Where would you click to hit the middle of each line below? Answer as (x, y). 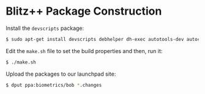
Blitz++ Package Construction (84, 11)
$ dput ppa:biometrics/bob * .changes (54, 85)
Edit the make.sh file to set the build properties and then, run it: (84, 51)
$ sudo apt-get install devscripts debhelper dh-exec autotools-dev (95, 39)
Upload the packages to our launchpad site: (61, 74)
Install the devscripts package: (45, 28)
